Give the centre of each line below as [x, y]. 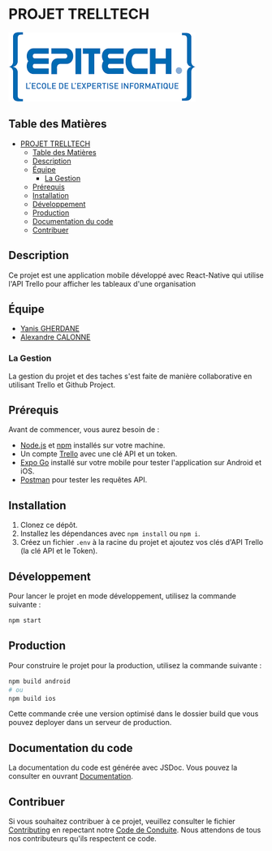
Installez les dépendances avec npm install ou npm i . [110, 533]
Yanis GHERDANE [50, 329]
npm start [25, 621]
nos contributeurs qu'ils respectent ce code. [82, 839]
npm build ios [32, 698]
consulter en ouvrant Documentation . [71, 776]
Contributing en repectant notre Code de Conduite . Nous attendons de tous [135, 830]
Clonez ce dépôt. [49, 525]
